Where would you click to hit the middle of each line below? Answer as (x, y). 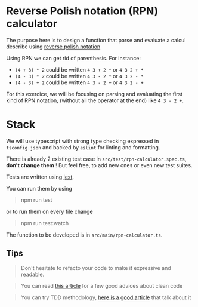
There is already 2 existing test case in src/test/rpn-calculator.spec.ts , (96, 159)
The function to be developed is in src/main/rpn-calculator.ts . (84, 235)
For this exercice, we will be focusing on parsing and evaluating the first (95, 94)
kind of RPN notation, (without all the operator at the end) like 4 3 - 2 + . (95, 100)
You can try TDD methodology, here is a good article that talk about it (106, 297)
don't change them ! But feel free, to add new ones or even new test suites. (99, 165)
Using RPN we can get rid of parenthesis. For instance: (74, 58)
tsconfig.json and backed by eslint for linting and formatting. (83, 147)
